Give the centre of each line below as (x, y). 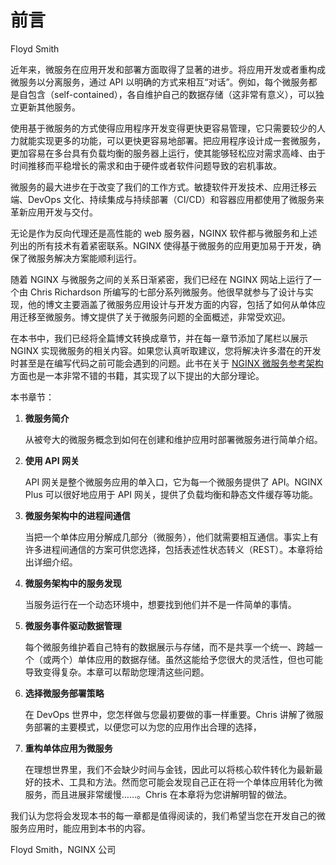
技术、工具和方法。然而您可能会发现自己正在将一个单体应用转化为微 (182, 782)
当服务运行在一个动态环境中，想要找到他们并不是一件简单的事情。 (160, 604)
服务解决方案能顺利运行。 (89, 258)
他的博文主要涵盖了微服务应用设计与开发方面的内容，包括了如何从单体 (172, 304)
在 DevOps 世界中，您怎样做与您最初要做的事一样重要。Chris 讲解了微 (169, 714)
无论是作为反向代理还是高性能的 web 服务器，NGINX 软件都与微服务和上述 (164, 233)
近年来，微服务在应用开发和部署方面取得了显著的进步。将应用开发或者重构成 (168, 69)
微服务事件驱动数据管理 (73, 625)
